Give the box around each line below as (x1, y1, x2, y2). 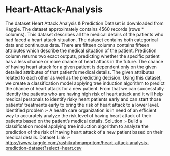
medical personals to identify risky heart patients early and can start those (5, 96, 161, 102)
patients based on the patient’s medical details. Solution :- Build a (5, 118, 143, 124)
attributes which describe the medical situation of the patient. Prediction (5, 47, 157, 54)
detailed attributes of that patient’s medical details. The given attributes (5, 69, 155, 75)
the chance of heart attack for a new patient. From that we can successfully (5, 85, 164, 91)
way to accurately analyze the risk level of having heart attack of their (5, 112, 152, 118)
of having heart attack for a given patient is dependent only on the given (5, 64, 157, 70)
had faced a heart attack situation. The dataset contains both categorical (5, 37, 158, 43)
